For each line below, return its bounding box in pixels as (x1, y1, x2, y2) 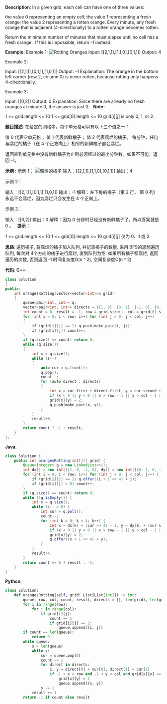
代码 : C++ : (5, 267, 27, 273)
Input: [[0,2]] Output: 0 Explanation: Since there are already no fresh (5, 98, 145, 104)
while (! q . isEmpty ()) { (23, 495, 72, 500)
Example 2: (5, 59, 28, 64)
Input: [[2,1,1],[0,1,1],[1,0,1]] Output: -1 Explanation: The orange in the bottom (5, 68, 159, 74)
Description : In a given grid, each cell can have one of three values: (5, 4, 145, 10)
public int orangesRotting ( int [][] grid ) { (14, 458, 106, 463)
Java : (5, 444, 17, 450)
